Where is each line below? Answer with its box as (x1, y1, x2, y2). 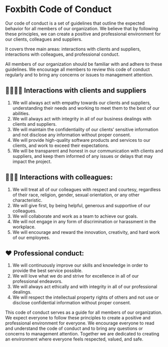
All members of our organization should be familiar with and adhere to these (5, 61, 162, 67)
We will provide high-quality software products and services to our (12, 137, 150, 143)
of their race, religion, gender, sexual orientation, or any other (12, 192, 140, 198)
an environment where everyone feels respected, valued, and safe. (5, 336, 144, 342)
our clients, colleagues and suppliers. (5, 36, 83, 42)
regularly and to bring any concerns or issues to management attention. (5, 71, 153, 77)
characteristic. (12, 197, 43, 203)
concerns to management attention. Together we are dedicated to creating (5, 331, 159, 337)
